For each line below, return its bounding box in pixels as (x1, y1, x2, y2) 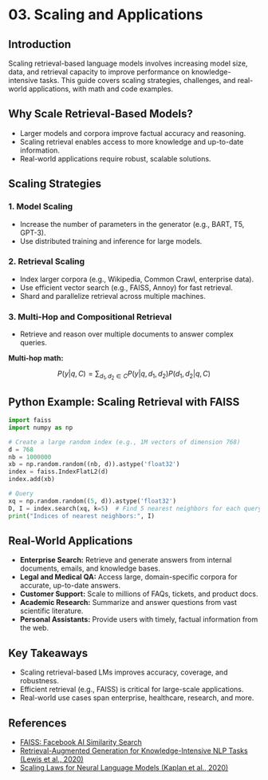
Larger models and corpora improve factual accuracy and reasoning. (19, 128, 246, 137)
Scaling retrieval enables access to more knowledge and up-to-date (19, 137, 244, 146)
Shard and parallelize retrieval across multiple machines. (19, 291, 206, 300)
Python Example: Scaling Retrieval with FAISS (8, 395, 240, 408)
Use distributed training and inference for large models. (19, 236, 203, 245)
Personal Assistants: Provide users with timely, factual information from (19, 615, 258, 624)
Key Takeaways (8, 646, 89, 660)
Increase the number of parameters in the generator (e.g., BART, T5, (19, 219, 245, 229)
